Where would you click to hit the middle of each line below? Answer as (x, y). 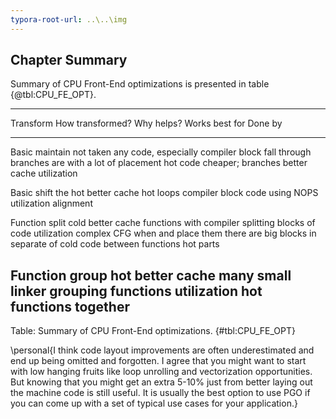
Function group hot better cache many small (151, 275)
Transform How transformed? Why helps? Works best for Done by (146, 123)
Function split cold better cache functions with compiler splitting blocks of (163, 223)
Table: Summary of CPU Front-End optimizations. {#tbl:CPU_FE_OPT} (153, 331)
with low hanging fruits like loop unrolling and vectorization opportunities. (161, 372)
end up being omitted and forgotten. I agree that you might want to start (158, 361)
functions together (70, 306)
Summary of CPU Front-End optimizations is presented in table (140, 84)
